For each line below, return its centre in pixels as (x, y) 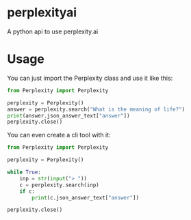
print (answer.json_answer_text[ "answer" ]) (68, 115)
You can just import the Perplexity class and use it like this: (90, 78)
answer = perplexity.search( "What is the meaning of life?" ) (96, 109)
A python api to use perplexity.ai (53, 31)
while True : (24, 172)
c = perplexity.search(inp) (59, 185)
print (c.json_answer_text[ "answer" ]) (85, 197)
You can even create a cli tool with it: (59, 135)
